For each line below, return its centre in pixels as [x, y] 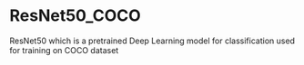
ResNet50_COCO [75, 16]
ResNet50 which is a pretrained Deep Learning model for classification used [152, 41]
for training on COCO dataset [64, 50]
